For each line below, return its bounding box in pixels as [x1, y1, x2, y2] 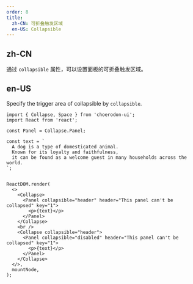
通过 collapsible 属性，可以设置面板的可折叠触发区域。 [6, 65, 147, 73]
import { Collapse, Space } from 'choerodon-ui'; [6, 111, 136, 118]
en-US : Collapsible [12, 26, 62, 32]
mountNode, [12, 266, 40, 272]
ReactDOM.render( [6, 181, 51, 187]
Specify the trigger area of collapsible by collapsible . [6, 100, 142, 107]
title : [6, 15, 23, 21]
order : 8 [6, 9, 29, 15]
